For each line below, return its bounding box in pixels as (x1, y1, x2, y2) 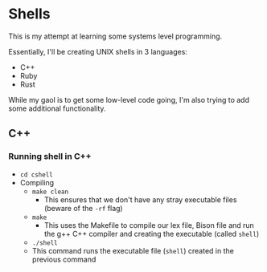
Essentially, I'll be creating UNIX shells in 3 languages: (8, 47, 187, 56)
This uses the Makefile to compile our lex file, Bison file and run (43, 220, 255, 229)
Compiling (19, 177, 55, 187)
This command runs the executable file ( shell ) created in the (31, 246, 235, 255)
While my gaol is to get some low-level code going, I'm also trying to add (8, 95, 249, 104)
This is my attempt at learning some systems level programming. (8, 31, 223, 41)
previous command (31, 254, 97, 264)
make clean (31, 188, 69, 196)
